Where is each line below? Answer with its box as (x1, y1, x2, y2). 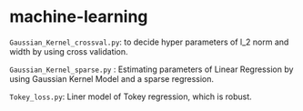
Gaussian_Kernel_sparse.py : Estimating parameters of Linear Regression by (9, 64, 294, 75)
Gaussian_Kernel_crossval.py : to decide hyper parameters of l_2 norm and (9, 36, 289, 47)
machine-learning (9, 6, 148, 27)
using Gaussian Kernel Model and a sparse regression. (9, 73, 215, 84)
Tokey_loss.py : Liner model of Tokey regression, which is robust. (9, 91, 252, 102)
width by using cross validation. (9, 45, 129, 56)
